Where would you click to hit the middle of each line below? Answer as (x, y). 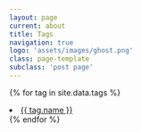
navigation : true (41, 42)
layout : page (33, 17)
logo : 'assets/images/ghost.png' (71, 51)
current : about (37, 26)
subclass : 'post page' (51, 68)
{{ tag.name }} (47, 110)
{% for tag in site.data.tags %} (65, 92)
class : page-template (50, 59)
